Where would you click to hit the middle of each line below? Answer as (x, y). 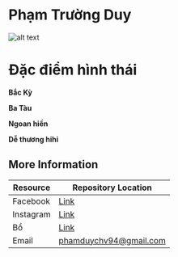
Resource (32, 187)
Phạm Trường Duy (70, 15)
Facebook (32, 201)
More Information (53, 164)
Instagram (32, 214)
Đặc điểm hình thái (73, 70)
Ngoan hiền (28, 124)
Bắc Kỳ (20, 92)
